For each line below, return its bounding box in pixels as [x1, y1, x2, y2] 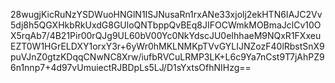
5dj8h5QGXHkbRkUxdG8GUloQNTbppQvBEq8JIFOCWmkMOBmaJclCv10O [10, 19, 322, 31]
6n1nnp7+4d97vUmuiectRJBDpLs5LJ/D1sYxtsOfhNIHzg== [10, 62, 252, 73]
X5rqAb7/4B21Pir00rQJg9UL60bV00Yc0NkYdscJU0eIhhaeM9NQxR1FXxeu [10, 30, 322, 41]
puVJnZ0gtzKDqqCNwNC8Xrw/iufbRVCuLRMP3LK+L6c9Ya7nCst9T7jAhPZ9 [10, 51, 325, 63]
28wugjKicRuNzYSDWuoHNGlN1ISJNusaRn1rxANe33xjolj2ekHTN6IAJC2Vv [10, 9, 323, 20]
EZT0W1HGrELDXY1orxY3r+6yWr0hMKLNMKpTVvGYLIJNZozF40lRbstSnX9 [10, 40, 325, 52]
